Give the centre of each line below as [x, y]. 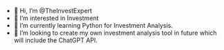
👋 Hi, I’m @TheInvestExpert [53, 11]
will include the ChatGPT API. [56, 40]
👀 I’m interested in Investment [56, 18]
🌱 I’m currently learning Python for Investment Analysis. [93, 25]
